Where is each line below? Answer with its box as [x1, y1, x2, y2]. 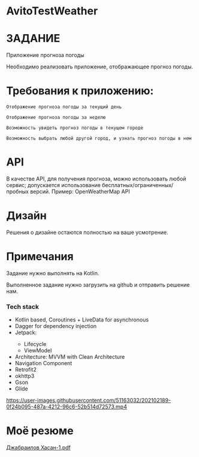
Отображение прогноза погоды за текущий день [6, 104, 122, 110]
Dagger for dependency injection [14, 323, 97, 330]
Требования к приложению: [6, 84, 154, 98]
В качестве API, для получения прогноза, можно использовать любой [6, 175, 186, 182]
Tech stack [6, 302, 39, 311]
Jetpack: [14, 329, 37, 336]
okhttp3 [14, 372, 35, 380]
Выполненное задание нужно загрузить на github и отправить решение [6, 281, 190, 288]
